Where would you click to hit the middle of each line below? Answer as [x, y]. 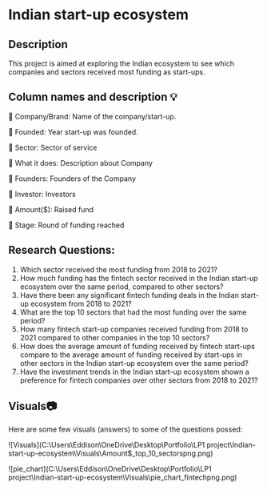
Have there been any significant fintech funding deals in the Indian [130, 295]
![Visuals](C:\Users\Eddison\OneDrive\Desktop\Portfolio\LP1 [107, 445]
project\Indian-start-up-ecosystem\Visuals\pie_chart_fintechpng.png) [123, 477]
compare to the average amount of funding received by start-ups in [131, 355]
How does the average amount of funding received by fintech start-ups [137, 346]
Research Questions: [62, 250]
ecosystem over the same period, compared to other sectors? [122, 287]
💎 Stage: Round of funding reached [66, 225]
